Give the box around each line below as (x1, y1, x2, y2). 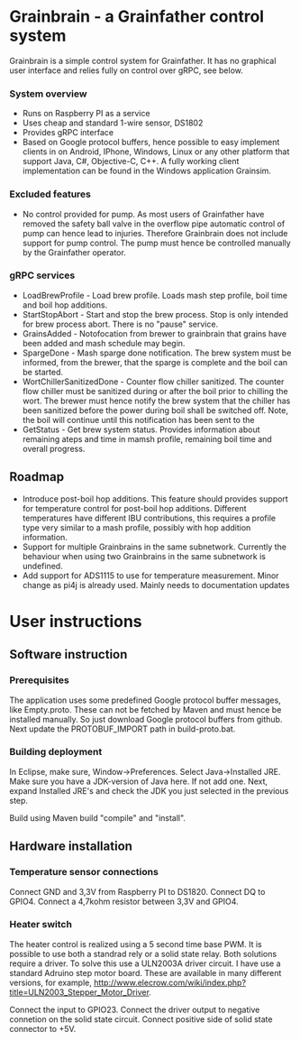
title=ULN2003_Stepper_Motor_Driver (9, 986, 150, 998)
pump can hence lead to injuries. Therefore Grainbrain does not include (22, 227, 288, 238)
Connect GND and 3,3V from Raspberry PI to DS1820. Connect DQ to (9, 886, 266, 897)
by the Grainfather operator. (22, 246, 126, 258)
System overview (9, 88, 87, 100)
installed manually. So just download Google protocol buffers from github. (9, 714, 283, 724)
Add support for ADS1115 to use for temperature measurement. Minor (22, 570, 279, 581)
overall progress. (22, 443, 86, 454)
